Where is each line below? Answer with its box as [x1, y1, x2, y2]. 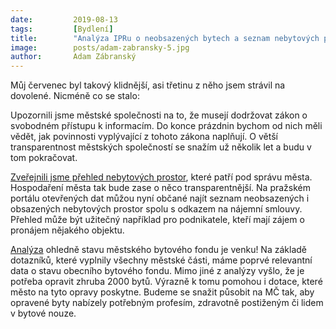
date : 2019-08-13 [10, 14, 118, 25]
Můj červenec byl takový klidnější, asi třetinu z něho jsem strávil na [10, 79, 286, 91]
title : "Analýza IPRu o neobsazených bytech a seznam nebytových [10, 33, 320, 43]
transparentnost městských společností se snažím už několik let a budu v [10, 141, 312, 153]
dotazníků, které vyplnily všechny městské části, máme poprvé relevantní [10, 254, 313, 266]
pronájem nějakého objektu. [10, 224, 125, 236]
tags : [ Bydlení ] [10, 24, 114, 34]
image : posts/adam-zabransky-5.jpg [10, 42, 190, 53]
